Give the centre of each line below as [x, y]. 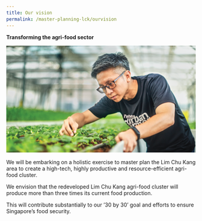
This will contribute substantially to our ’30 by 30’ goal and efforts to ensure [100, 205]
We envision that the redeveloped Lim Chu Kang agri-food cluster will [92, 187]
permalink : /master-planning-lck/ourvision [62, 19]
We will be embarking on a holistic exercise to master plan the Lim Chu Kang [101, 162]
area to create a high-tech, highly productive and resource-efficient [90, 168]
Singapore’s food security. [38, 211]
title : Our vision [29, 13]
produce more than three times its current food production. [79, 193]
